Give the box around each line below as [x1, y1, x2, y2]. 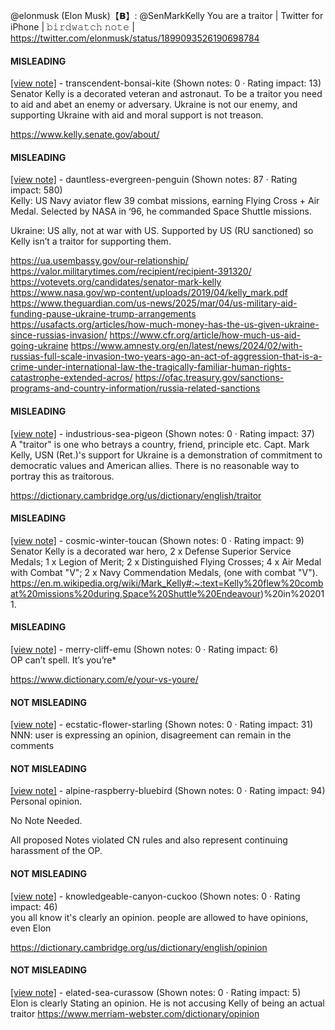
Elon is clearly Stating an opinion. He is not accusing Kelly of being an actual [10, 997, 325, 1009]
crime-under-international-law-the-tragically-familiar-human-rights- [10, 361, 292, 373]
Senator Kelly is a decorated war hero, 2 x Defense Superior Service [10, 545, 292, 557]
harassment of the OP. [10, 845, 103, 857]
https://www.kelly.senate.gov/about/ [10, 129, 160, 141]
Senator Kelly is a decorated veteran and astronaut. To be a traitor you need [10, 88, 323, 100]
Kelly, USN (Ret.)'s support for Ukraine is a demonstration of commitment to [10, 449, 323, 461]
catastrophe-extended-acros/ [10, 372, 133, 384]
